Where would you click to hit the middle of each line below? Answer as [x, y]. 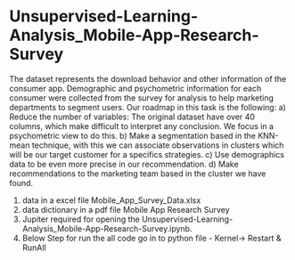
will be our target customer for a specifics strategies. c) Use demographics [147, 154]
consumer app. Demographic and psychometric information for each [135, 88]
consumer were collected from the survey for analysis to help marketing [142, 97]
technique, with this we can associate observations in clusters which [158, 145]
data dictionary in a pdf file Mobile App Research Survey [126, 209]
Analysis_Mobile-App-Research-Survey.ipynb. [107, 228]
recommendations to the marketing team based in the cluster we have [138, 173]
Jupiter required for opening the [81, 219]
